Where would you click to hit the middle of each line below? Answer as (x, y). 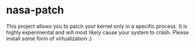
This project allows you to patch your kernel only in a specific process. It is (97, 26)
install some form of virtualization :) (49, 38)
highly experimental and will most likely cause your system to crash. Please (97, 32)
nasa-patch (35, 10)
